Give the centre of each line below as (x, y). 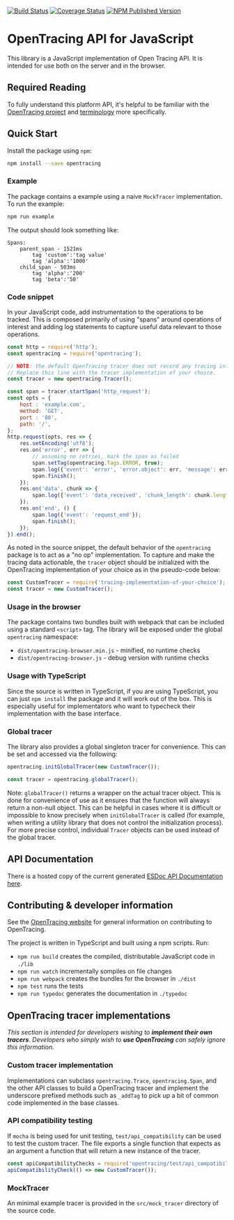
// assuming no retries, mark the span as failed (106, 457)
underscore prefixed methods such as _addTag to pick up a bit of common (113, 1095)
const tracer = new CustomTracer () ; (60, 589)
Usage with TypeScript (47, 676)
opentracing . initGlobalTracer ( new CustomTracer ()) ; (84, 767)
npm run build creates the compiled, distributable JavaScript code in (116, 956)
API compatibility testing (50, 1121)
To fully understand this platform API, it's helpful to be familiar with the (108, 104)
